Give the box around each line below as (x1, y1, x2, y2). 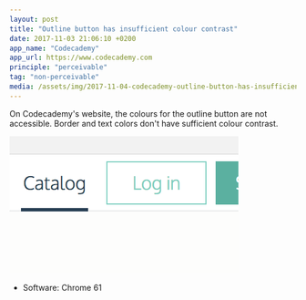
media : (9, 82, 35, 91)
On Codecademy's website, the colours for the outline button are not (9, 108, 268, 119)
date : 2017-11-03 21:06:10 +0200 (9, 34, 137, 43)
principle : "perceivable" (9, 63, 107, 72)
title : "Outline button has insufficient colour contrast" (9, 24, 239, 34)
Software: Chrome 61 (22, 282, 102, 293)
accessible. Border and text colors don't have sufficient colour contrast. (9, 118, 279, 129)
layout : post (9, 15, 59, 24)
